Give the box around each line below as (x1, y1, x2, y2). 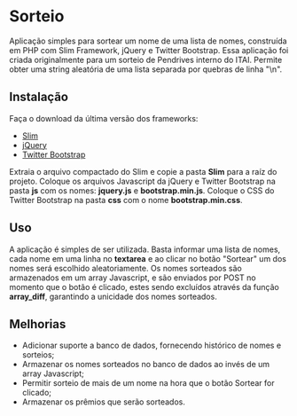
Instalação (9, 90, 69, 105)
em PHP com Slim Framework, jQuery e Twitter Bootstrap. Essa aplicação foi (9, 44, 289, 55)
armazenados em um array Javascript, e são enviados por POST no (9, 272, 256, 283)
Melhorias (9, 317, 66, 332)
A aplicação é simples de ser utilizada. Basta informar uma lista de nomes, (9, 244, 281, 255)
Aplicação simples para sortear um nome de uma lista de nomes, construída (9, 35, 287, 46)
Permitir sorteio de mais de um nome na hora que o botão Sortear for (21, 378, 275, 389)
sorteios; (21, 349, 55, 360)
